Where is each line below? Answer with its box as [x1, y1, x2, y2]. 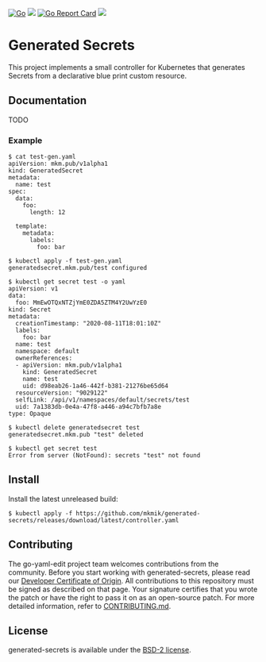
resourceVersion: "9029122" [15, 389, 109, 397]
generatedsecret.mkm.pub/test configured [8, 264, 148, 272]
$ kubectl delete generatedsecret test [8, 424, 141, 432]
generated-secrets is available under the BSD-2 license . [8, 645, 192, 655]
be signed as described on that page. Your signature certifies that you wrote [8, 584, 258, 594]
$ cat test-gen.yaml [8, 153, 77, 161]
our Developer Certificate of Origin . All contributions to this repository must [8, 575, 254, 585]
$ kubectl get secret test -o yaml [8, 278, 126, 286]
